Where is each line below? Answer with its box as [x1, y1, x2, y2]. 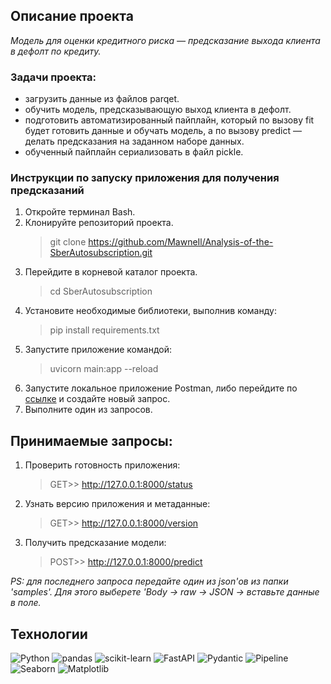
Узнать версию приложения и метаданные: [24, 498, 211, 510]
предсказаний [10, 184, 85, 198]
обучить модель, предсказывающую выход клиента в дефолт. [24, 104, 292, 116]
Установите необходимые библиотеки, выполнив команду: [24, 305, 277, 317]
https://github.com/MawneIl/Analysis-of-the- [88, 236, 274, 248]
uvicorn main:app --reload [49, 363, 159, 375]
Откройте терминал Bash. [24, 206, 136, 218]
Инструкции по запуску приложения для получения [10, 171, 280, 185]
